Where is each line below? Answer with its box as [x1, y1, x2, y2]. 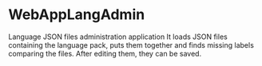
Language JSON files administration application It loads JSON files [8, 32, 228, 41]
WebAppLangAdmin [8, 6, 145, 24]
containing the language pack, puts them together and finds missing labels [8, 40, 254, 49]
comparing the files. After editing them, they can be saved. [8, 49, 202, 58]
